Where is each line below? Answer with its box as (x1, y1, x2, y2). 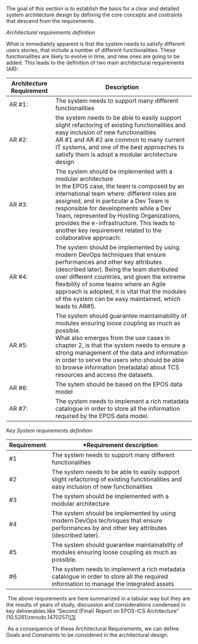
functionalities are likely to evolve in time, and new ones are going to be (6, 53, 180, 60)
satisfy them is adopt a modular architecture (55, 150, 178, 158)
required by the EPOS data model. (55, 412, 149, 420)
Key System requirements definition (6, 427, 93, 434)
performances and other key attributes (55, 258, 162, 266)
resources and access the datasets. (55, 371, 154, 379)
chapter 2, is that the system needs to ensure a (55, 341, 186, 349)
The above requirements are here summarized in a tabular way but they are (7, 595, 190, 602)
